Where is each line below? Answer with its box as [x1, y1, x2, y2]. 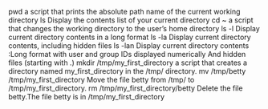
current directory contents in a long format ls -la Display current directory [8, 32, 251, 42]
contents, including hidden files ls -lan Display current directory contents [8, 41, 250, 50]
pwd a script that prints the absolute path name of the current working [8, 7, 241, 16]
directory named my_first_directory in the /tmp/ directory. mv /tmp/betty [8, 67, 246, 75]
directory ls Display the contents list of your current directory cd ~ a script [8, 15, 254, 25]
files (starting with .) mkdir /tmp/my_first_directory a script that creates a [8, 58, 247, 67]
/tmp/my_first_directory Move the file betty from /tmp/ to [8, 75, 195, 84]
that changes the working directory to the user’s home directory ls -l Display [8, 24, 261, 33]
